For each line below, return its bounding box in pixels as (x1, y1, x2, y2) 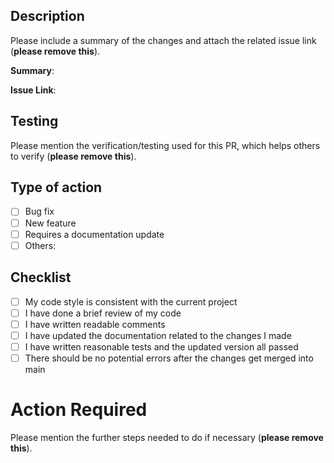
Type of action (10, 179, 103, 196)
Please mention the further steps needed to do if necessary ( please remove (10, 431, 324, 443)
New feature (24, 217, 77, 229)
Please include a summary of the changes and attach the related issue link (10, 34, 317, 46)
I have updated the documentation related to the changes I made (24, 329, 292, 341)
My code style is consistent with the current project (24, 295, 238, 308)
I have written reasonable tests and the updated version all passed (24, 340, 299, 353)
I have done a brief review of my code (24, 307, 182, 319)
